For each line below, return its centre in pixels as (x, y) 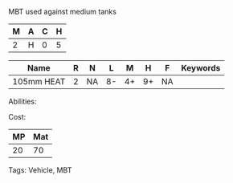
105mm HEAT (39, 81)
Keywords (200, 68)
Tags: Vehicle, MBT (40, 170)
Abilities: (22, 101)
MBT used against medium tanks (62, 12)
